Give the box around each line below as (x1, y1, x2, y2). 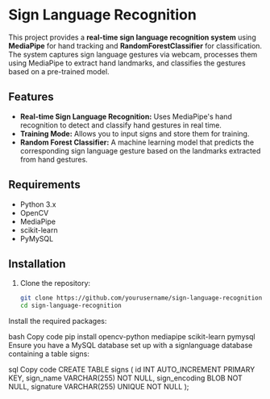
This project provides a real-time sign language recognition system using (8, 32, 256, 42)
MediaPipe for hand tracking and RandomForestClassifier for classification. (8, 40, 263, 50)
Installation (8, 257, 66, 271)
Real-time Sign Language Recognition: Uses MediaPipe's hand (19, 111, 232, 121)
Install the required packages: (8, 317, 107, 326)
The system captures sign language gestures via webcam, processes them (8, 49, 258, 59)
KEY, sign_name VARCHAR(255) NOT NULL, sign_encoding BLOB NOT (8, 373, 243, 383)
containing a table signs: (8, 349, 90, 359)
